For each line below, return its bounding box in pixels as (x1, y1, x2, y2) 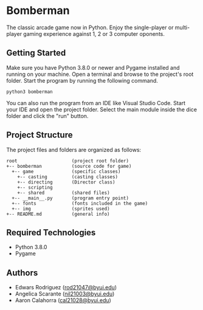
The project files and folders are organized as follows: (6, 146, 142, 153)
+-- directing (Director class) (17, 179, 115, 185)
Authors (6, 267, 38, 278)
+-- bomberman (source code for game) (6, 163, 132, 169)
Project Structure (6, 130, 73, 140)
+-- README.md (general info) (6, 211, 111, 217)
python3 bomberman (6, 89, 53, 95)
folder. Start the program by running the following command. (6, 77, 158, 84)
